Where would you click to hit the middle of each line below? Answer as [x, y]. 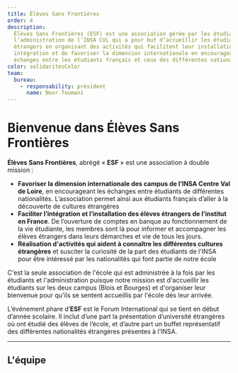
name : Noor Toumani [55, 93]
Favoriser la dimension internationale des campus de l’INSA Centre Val [124, 184]
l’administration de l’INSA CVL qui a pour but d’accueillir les [112, 40]
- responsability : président [63, 86]
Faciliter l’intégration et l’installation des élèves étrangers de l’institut [122, 214]
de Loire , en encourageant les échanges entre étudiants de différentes [121, 191]
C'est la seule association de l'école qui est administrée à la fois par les [111, 272]
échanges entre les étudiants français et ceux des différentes [110, 60]
